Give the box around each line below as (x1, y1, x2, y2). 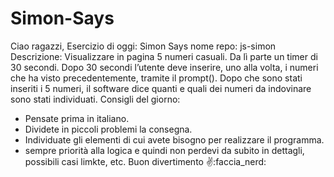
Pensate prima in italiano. (24, 112, 130, 124)
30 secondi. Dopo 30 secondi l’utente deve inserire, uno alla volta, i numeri (10, 61, 319, 73)
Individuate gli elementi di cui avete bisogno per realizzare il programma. (24, 133, 325, 146)
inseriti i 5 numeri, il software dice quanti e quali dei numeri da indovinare (10, 82, 312, 94)
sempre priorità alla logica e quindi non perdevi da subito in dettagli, (24, 144, 305, 156)
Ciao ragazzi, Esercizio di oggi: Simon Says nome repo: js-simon (10, 40, 277, 52)
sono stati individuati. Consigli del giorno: (10, 93, 181, 105)
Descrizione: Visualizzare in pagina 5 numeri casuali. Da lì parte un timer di (10, 50, 318, 62)
